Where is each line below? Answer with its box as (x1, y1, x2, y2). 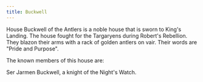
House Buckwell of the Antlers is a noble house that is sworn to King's (6, 26, 182, 33)
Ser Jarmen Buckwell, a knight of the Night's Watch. (6, 68, 137, 76)
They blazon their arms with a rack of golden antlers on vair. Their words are (6, 38, 198, 46)
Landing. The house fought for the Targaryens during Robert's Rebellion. (6, 32, 188, 39)
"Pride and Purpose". (6, 45, 59, 52)
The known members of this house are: (6, 56, 104, 64)
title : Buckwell (6, 9, 47, 15)
